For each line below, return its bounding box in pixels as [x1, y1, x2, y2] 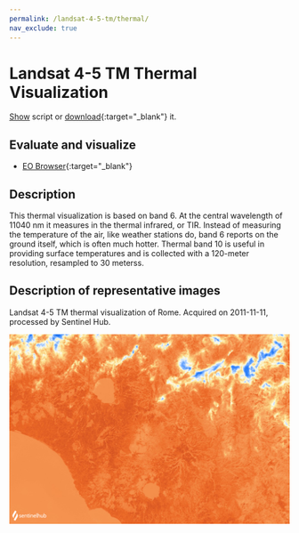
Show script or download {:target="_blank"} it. [9, 111, 177, 122]
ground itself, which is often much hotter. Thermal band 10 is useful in [9, 238, 265, 249]
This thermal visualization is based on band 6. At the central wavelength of [9, 210, 283, 222]
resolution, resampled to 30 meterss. [9, 258, 144, 269]
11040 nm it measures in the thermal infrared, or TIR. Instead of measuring [9, 220, 282, 230]
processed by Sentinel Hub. [9, 316, 111, 327]
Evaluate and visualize [9, 137, 136, 152]
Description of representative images [9, 283, 221, 298]
